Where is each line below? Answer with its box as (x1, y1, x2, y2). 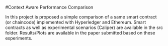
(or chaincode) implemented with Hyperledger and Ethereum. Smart (5, 19, 146, 25)
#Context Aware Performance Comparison (5, 4, 94, 10)
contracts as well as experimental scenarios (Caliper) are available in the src (5, 24, 163, 30)
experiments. (5, 35, 33, 41)
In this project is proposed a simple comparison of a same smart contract (5, 14, 157, 19)
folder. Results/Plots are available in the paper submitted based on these (5, 30, 155, 35)
